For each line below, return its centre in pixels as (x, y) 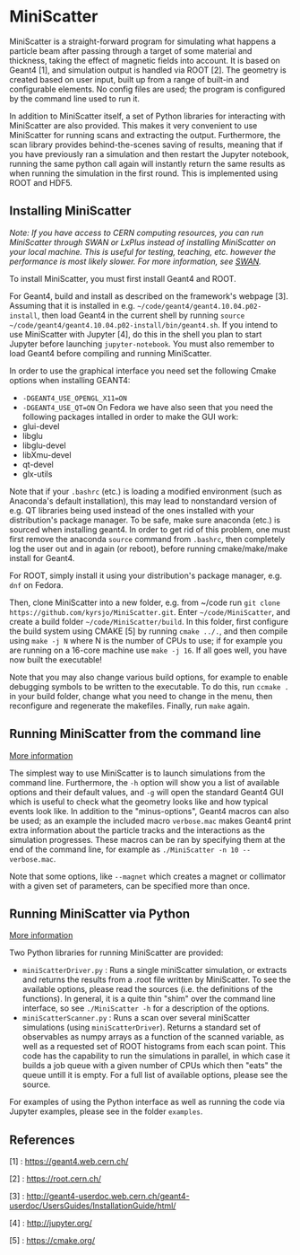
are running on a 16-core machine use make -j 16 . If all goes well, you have (148, 650)
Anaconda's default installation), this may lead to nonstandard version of (143, 501)
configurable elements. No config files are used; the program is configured (147, 89)
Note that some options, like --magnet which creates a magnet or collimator (148, 876)
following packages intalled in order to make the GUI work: (130, 417)
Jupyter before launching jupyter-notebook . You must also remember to (142, 344)
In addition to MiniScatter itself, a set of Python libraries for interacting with (147, 116)
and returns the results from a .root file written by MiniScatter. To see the (156, 979)
